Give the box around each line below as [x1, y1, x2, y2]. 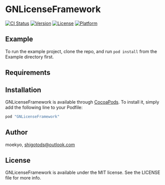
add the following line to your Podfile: [5, 104, 83, 110]
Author [5, 128, 28, 137]
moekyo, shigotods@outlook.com [5, 142, 75, 148]
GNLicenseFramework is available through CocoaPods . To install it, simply [5, 99, 159, 105]
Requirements [5, 68, 50, 77]
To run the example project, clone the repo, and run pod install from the [5, 48, 157, 54]
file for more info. [5, 175, 41, 181]
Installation [5, 85, 41, 94]
